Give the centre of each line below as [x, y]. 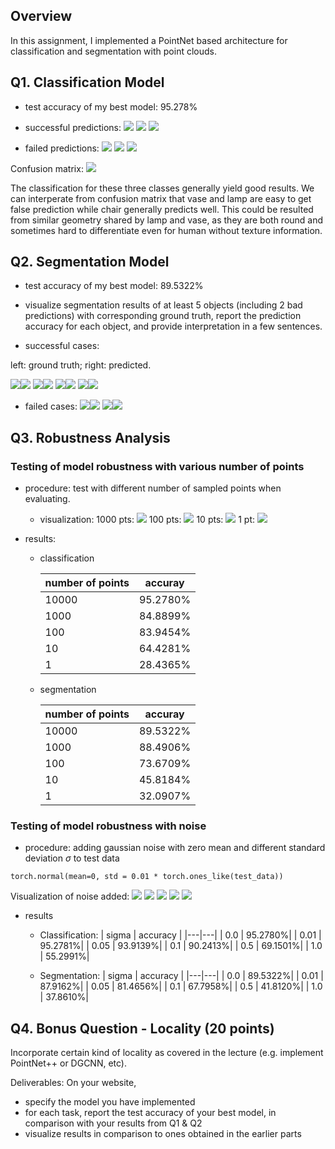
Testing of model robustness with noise [108, 826]
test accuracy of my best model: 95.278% [111, 106]
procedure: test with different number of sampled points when [153, 488]
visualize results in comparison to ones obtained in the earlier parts [163, 1134]
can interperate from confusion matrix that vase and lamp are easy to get [161, 198]
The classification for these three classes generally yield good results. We [162, 188]
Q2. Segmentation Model [90, 262]
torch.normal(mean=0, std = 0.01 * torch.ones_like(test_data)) [147, 877]
